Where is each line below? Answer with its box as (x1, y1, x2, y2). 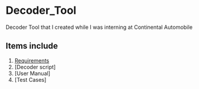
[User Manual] (14, 70, 51, 77)
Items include (5, 41, 58, 51)
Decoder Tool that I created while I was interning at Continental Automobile (5, 23, 193, 31)
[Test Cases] (14, 76, 47, 83)
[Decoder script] (14, 63, 56, 70)
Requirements (14, 57, 50, 64)
